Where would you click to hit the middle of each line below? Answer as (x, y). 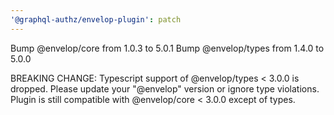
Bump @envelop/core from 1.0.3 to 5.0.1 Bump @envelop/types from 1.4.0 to (167, 48)
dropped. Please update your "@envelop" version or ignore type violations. (165, 88)
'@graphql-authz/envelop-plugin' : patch (96, 19)
